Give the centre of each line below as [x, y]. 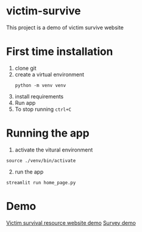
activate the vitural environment [54, 150]
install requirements [39, 96]
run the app [29, 172]
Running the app [48, 133]
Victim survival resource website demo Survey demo [71, 222]
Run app [25, 103]
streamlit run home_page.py [41, 182]
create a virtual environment [50, 74]
